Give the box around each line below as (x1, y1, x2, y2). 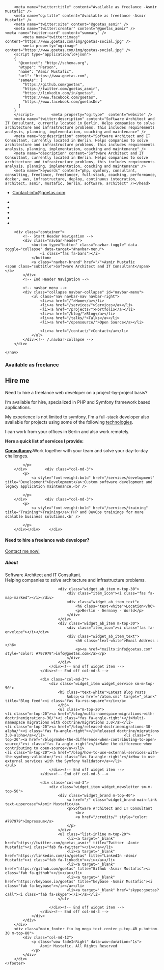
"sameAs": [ (18, 78, 43, 83)
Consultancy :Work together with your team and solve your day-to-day (5, 447, 148, 453)
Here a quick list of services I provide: (5, 438, 84, 444)
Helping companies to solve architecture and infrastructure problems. (5, 577, 146, 583)
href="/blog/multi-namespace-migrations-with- (57, 711, 155, 716)
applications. (5, 404, 31, 410)
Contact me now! (5, 548, 40, 554)
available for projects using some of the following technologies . (5, 419, 134, 425)
